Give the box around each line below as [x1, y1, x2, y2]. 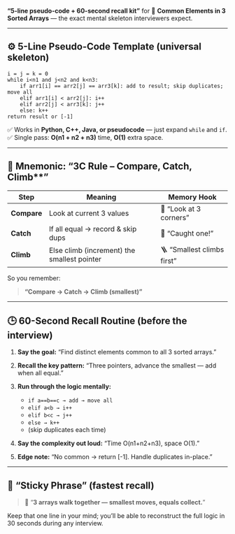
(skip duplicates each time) [27, 426, 106, 434]
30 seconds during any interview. [7, 519, 104, 528]
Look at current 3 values [48, 208, 129, 218]
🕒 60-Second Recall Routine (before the [7, 315, 187, 327]
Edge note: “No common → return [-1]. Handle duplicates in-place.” [17, 453, 213, 461]
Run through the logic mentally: [17, 382, 112, 391]
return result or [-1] [7, 113, 73, 120]
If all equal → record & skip [48, 224, 137, 233]
